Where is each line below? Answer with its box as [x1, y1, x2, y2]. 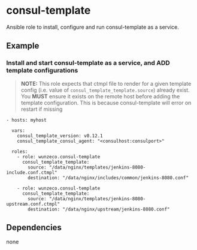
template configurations [6, 67, 78, 75]
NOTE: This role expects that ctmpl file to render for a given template [20, 80, 192, 87]
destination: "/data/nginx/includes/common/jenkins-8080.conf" [28, 174, 189, 180]
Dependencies [6, 222, 62, 233]
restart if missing [20, 106, 63, 113]
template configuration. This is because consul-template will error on [20, 99, 192, 106]
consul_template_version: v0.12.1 [17, 132, 103, 138]
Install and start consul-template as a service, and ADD [6, 59, 171, 67]
